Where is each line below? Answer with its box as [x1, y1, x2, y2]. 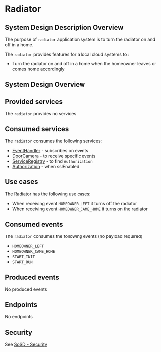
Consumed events [5, 220, 63, 229]
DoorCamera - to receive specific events [12, 153, 96, 159]
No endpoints [5, 314, 33, 320]
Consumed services [5, 125, 69, 133]
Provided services [5, 97, 63, 106]
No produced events [5, 286, 47, 292]
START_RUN [12, 259, 33, 265]
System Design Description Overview [5, 23, 124, 32]
